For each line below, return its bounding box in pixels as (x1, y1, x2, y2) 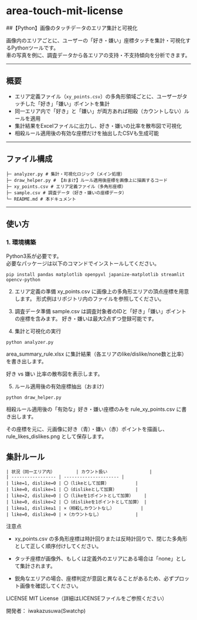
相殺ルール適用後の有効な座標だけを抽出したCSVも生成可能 (14, 130, 159, 137)
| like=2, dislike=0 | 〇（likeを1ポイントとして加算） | (6, 493, 147, 499)
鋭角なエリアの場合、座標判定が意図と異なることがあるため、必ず (14, 575, 174, 582)
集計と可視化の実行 (14, 328, 62, 335)
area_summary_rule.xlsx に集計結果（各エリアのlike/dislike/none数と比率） (6, 350, 187, 357)
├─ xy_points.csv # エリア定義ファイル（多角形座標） (6, 184, 126, 190)
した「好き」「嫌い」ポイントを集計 (25, 100, 110, 107)
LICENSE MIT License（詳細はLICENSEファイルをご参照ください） (6, 595, 168, 602)
